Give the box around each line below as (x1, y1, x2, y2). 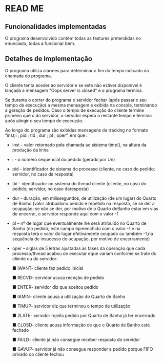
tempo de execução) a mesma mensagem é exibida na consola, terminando (5, 102, 158, 108)
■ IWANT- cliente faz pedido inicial (12, 265, 83, 271)
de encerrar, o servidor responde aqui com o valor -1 (12, 211, 119, 216)
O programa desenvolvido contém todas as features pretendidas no (5, 35, 142, 41)
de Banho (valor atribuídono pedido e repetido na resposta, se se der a (12, 200, 155, 206)
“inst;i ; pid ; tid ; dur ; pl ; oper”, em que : (5, 132, 88, 138)
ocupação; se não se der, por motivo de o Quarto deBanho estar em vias (12, 206, 159, 212)
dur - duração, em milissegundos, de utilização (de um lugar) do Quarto (12, 195, 157, 201)
